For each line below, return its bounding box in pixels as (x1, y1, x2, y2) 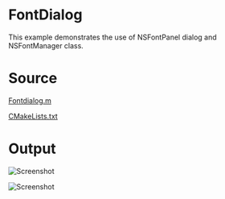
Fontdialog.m (8, 95, 52, 106)
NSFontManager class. (8, 40, 84, 50)
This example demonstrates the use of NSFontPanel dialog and (8, 32, 217, 42)
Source (8, 69, 58, 88)
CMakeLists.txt (8, 111, 58, 121)
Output (8, 139, 56, 158)
